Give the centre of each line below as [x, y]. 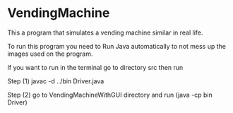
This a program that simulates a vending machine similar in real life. [105, 32]
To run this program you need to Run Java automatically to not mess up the [116, 46]
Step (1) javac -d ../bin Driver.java [56, 81]
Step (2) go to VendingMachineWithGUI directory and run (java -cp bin [110, 95]
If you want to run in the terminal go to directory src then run [95, 67]
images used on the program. [50, 54]
